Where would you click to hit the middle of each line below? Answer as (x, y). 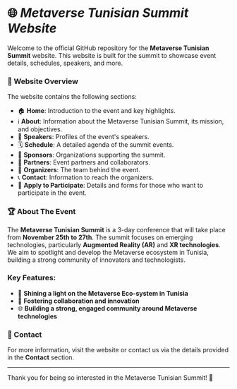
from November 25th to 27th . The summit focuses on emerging (100, 237)
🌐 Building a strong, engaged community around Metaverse (107, 308)
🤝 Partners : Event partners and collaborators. (84, 162)
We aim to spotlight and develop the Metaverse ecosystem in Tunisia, (108, 252)
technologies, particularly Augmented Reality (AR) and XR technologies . (114, 244)
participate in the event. (52, 193)
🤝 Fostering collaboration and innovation (78, 301)
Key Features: (32, 278)
